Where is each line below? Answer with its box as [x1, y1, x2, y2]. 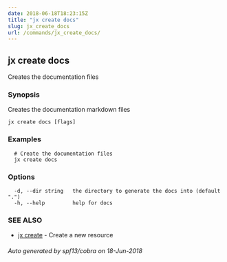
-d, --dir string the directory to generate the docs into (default [14, 187, 221, 194]
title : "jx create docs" [8, 16, 79, 23]
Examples [8, 134, 42, 144]
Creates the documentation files [8, 73, 99, 81]
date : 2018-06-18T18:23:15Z [8, 10, 89, 17]
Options [8, 172, 35, 182]
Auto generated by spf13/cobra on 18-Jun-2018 [8, 246, 143, 254]
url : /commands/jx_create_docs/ [8, 29, 100, 36]
